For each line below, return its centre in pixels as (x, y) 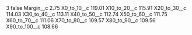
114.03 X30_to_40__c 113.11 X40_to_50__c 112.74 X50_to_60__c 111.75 (87, 14)
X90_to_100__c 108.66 (32, 27)
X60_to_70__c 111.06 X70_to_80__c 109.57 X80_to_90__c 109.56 (81, 20)
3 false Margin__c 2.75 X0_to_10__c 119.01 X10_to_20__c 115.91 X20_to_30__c (96, 8)
